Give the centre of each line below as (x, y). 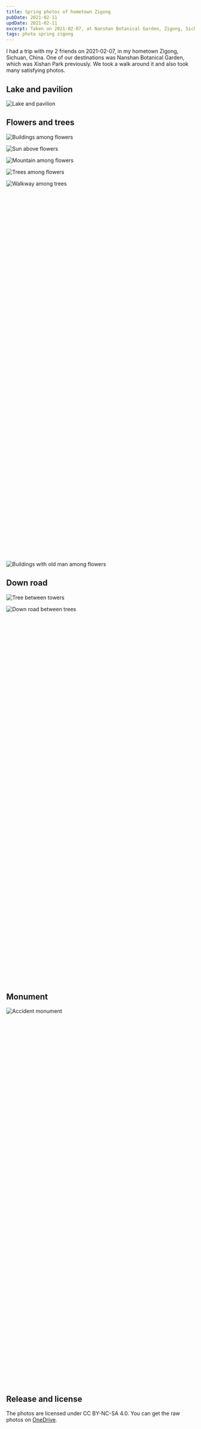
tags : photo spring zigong (40, 34)
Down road (27, 583)
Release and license (44, 1399)
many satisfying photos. (36, 70)
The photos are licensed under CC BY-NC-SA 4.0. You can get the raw (93, 1413)
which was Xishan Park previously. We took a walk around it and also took (98, 64)
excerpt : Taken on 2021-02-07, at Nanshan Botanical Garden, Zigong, (95, 29)
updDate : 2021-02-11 (32, 23)
